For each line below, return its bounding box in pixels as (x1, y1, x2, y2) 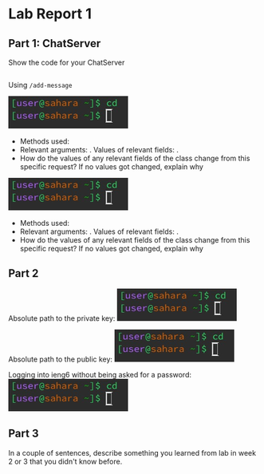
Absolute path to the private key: (8, 313, 116, 323)
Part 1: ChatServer (8, 37, 101, 50)
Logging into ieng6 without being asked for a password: (8, 369, 192, 379)
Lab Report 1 (8, 5, 92, 23)
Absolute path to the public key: (8, 354, 113, 364)
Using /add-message (8, 81, 73, 89)
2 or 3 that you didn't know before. (8, 456, 123, 466)
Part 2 (8, 267, 39, 280)
